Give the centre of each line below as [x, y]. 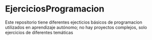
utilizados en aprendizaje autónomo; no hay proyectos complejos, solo [76, 27]
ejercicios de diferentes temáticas [39, 32]
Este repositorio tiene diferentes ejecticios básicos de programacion [74, 22]
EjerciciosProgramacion [55, 9]
